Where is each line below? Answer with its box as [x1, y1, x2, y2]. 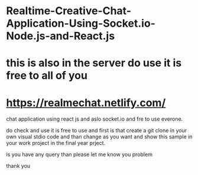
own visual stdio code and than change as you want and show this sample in [6, 133, 193, 140]
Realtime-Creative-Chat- [6, 4, 132, 18]
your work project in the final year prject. [6, 140, 106, 147]
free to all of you [6, 69, 87, 82]
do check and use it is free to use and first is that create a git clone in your [6, 127, 187, 134]
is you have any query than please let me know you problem [6, 151, 152, 158]
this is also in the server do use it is [6, 56, 182, 70]
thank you [6, 163, 31, 170]
